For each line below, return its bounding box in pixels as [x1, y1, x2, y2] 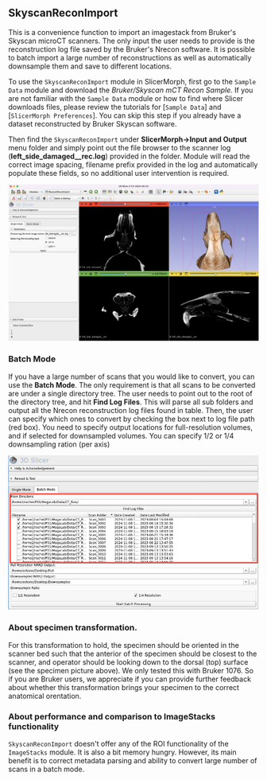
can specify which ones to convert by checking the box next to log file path [8, 414, 255, 423]
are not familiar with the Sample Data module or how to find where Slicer [8, 93, 244, 103]
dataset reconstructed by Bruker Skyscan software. [8, 119, 177, 128]
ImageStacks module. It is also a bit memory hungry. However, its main [8, 747, 237, 757]
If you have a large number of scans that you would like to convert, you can [8, 372, 255, 381]
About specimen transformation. [8, 622, 137, 634]
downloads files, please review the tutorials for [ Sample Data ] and [8, 102, 222, 111]
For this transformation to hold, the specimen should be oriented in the [8, 640, 240, 649]
